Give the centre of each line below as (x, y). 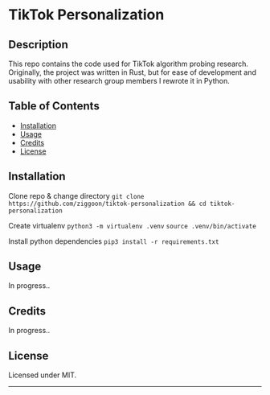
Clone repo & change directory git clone (76, 195)
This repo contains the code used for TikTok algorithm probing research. (129, 64)
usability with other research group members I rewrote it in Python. (119, 81)
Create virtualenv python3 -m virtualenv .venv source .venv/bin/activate (133, 225)
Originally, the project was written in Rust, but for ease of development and (133, 72)
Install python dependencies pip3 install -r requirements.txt (114, 241)
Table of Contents (54, 106)
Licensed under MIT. (43, 375)
